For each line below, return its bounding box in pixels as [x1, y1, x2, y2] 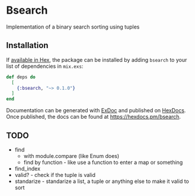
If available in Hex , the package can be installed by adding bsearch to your [6, 56, 187, 63]
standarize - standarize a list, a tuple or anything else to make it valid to [14, 178, 190, 185]
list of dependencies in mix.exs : [6, 62, 84, 69]
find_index [14, 165, 40, 172]
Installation [6, 40, 49, 50]
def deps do [6, 74, 36, 80]
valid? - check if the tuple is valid [14, 171, 96, 178]
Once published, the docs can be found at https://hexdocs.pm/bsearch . [6, 113, 181, 121]
